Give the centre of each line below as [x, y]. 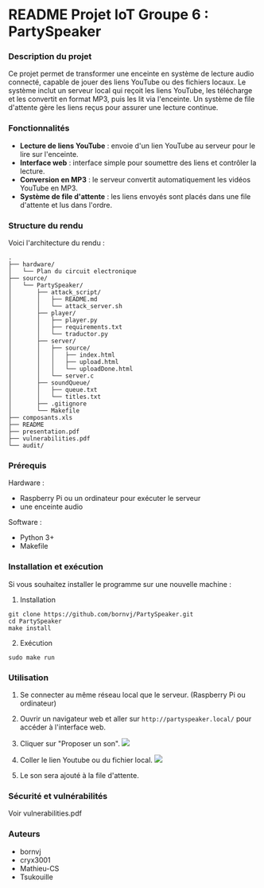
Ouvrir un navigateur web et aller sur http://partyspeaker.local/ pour [136, 718]
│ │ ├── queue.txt [53, 390]
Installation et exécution [56, 567]
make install [30, 628]
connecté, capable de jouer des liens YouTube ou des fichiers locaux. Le [127, 82]
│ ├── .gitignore [48, 404]
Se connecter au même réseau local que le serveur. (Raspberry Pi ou [132, 694]
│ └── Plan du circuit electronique [72, 272]
